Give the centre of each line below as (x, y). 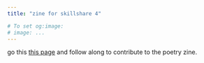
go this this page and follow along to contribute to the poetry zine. (102, 52)
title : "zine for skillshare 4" (54, 13)
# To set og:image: (36, 26)
